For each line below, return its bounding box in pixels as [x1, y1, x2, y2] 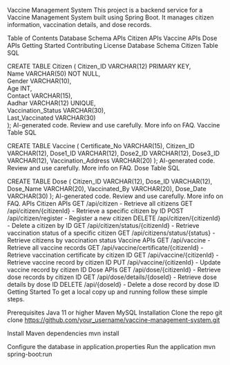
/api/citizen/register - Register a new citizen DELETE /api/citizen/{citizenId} [7, 214, 221, 222]
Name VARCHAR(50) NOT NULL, [7, 69, 101, 78]
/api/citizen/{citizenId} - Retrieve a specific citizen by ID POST [7, 207, 184, 215]
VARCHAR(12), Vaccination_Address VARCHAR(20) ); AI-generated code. [7, 157, 215, 165]
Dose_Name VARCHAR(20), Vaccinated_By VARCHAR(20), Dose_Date [7, 185, 207, 193]
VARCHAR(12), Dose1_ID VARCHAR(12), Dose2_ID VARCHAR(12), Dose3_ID [7, 149, 220, 157]
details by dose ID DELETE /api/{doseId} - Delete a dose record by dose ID [7, 281, 220, 288]
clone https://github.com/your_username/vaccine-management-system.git [7, 316, 220, 324]
